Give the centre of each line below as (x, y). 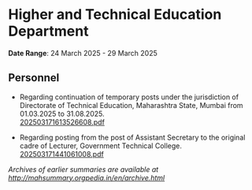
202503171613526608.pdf (62, 122)
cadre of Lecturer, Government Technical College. (101, 145)
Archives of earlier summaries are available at (83, 169)
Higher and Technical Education (115, 15)
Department (48, 31)
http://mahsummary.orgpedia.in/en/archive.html (87, 177)
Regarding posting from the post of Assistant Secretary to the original (132, 137)
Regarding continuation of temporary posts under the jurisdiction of (129, 97)
